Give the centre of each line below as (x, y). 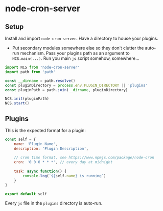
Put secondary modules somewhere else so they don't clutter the (78, 48)
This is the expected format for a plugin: (46, 130)
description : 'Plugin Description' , (51, 148)
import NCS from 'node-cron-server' (42, 67)
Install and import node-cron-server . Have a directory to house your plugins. (81, 38)
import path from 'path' (30, 72)
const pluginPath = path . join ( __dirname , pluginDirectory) (67, 90)
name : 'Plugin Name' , (36, 144)
